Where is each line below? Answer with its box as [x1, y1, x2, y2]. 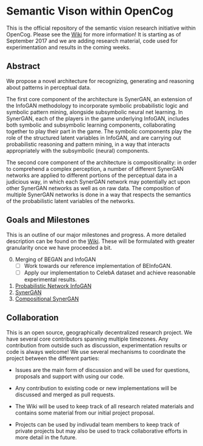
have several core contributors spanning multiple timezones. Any [6, 335, 168, 342]
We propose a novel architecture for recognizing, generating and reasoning [6, 77, 195, 84]
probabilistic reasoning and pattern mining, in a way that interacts [6, 141, 170, 148]
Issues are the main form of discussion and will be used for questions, [15, 366, 190, 373]
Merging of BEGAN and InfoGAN [15, 256, 96, 263]
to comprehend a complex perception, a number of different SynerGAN [6, 165, 184, 172]
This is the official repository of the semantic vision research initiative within [6, 24, 196, 32]
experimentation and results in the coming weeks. [6, 44, 131, 51]
